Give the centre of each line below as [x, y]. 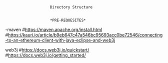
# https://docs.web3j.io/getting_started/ [45, 55]
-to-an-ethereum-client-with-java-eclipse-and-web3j [60, 40]
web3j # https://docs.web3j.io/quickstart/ [47, 50]
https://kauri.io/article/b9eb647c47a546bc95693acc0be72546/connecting [85, 35]
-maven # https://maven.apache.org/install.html [54, 29]
